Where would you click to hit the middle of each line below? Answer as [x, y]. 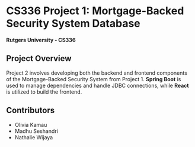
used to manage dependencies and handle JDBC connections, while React [97, 85]
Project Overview [39, 58]
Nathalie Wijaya [34, 137]
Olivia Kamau [31, 124]
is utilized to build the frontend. [44, 92]
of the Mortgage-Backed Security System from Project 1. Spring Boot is [94, 79]
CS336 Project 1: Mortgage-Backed [95, 11]
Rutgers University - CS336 [41, 40]
